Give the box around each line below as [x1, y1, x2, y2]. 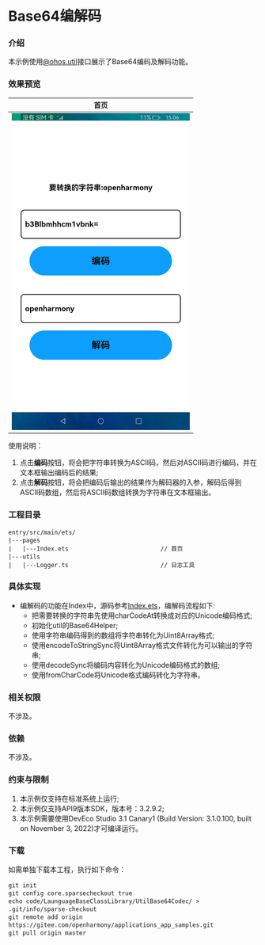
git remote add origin [8, 913, 83, 921]
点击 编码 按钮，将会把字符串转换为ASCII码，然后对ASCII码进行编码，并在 [19, 458, 257, 467]
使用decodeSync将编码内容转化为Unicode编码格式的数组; [31, 660, 221, 669]
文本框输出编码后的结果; [19, 468, 99, 478]
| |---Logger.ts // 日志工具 [8, 562, 195, 570]
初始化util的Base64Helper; [31, 620, 119, 630]
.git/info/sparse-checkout [8, 905, 97, 913]
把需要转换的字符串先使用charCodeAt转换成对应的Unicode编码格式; [31, 611, 253, 620]
